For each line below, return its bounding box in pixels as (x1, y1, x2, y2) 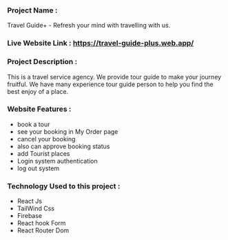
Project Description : (7, 57, 78, 67)
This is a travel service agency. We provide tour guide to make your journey (7, 72, 222, 81)
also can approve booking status (17, 142, 110, 150)
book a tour (17, 120, 50, 128)
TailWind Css (17, 204, 55, 212)
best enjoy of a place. (7, 87, 69, 95)
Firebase (17, 212, 43, 220)
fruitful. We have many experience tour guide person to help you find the (7, 80, 214, 88)
